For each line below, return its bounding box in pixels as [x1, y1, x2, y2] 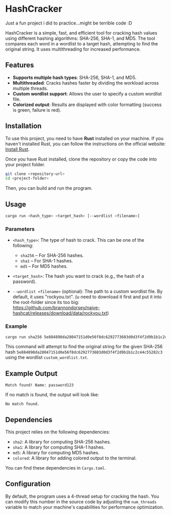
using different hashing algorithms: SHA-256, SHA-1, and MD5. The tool [5, 35, 155, 41]
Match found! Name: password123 [5, 383, 74, 388]
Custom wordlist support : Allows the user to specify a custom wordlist [12, 90, 162, 97]
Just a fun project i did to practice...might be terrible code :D [5, 20, 132, 26]
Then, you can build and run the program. [5, 185, 93, 191]
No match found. [5, 401, 40, 407]
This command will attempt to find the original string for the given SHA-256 [5, 344, 163, 350]
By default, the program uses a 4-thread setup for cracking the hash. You [5, 493, 159, 499]
